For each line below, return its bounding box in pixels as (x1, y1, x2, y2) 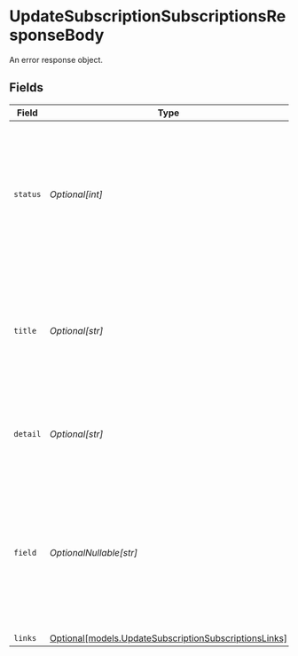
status (13, 189, 42, 199)
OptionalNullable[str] (50, 546, 138, 558)
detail (13, 429, 42, 439)
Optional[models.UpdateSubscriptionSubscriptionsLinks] (50, 632, 288, 644)
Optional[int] (50, 188, 104, 201)
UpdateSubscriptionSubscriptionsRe (9, 6, 286, 27)
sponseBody (9, 25, 105, 45)
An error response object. (9, 54, 104, 65)
